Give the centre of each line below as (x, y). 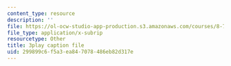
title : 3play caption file (46, 45)
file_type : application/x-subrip (55, 33)
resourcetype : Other (37, 39)
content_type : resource (41, 13)
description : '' (30, 20)
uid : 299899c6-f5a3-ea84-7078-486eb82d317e (70, 52)
